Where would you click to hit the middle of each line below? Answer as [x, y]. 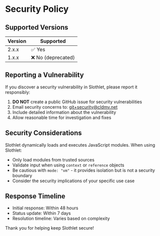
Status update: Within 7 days [41, 213]
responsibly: [18, 92]
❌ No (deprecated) [53, 58]
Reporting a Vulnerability [44, 75]
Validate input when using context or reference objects [68, 165]
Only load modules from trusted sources [53, 159]
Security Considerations [44, 133]
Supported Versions [37, 27]
